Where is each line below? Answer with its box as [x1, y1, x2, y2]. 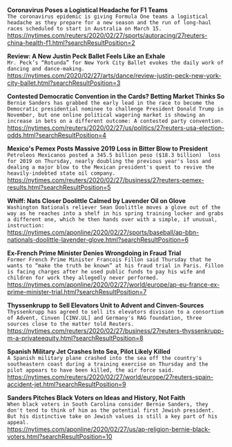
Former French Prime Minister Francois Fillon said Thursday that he [7, 256, 212, 263]
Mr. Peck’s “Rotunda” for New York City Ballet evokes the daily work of [7, 59, 224, 66]
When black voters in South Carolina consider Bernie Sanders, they [7, 401, 209, 408]
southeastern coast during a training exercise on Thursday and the [7, 361, 209, 368]
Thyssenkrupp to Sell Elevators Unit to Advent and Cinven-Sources [7, 301, 204, 310]
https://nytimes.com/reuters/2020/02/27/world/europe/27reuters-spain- [7, 373, 214, 381]
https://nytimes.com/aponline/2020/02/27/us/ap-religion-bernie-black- [7, 425, 211, 433]
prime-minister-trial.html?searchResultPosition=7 [7, 288, 147, 296]
